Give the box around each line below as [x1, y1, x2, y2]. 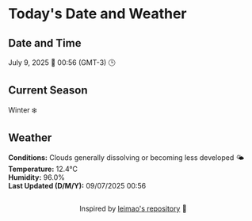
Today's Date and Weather [8, 5, 187, 23]
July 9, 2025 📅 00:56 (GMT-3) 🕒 [8, 58, 116, 67]
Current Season [8, 84, 88, 97]
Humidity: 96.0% [8, 172, 65, 182]
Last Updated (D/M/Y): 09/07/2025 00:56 [8, 181, 147, 190]
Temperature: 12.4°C [8, 164, 78, 173]
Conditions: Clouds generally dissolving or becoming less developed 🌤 [8, 152, 245, 162]
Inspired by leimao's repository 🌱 [78, 204, 188, 214]
